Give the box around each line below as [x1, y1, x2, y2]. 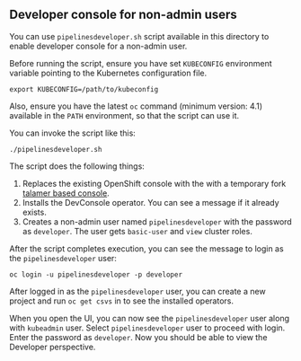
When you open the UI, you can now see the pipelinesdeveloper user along [9, 313, 290, 323]
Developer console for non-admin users [9, 7, 238, 22]
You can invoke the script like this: [9, 128, 137, 138]
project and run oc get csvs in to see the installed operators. [9, 295, 234, 306]
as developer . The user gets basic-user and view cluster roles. [22, 225, 253, 236]
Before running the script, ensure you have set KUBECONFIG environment [9, 57, 272, 68]
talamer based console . [22, 188, 110, 198]
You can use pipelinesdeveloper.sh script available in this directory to [9, 31, 270, 41]
